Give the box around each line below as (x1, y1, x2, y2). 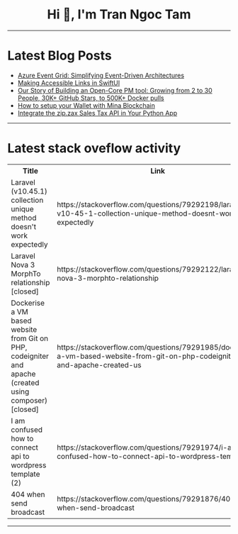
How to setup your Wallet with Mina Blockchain (17, 101, 156, 109)
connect (11, 443, 39, 452)
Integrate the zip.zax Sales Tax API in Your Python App (17, 109, 178, 117)
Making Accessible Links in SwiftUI (17, 78, 120, 87)
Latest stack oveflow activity (7, 140, 181, 157)
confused (11, 425, 43, 435)
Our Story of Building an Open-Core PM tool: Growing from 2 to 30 (17, 86, 212, 94)
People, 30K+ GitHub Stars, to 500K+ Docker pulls (17, 94, 164, 102)
